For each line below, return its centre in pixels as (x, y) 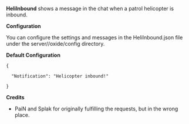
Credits (15, 97)
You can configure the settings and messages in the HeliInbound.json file (95, 37)
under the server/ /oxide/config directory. (55, 44)
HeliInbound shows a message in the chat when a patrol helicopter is (90, 9)
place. (22, 115)
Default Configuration (33, 55)
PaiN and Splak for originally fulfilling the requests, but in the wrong (96, 109)
